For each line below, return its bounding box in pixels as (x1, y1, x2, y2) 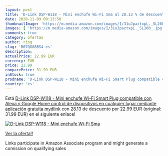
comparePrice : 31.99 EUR (5, 68, 57, 73)
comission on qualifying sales (5, 145, 66, 151)
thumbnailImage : (5, 21, 39, 26)
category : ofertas (5, 35, 43, 40)
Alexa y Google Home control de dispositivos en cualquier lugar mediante (5, 100, 156, 106)
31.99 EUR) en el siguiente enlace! (5, 111, 76, 117)
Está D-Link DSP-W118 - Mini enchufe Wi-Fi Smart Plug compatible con (5, 95, 152, 101)
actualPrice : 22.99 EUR (5, 53, 55, 59)
